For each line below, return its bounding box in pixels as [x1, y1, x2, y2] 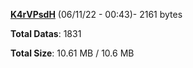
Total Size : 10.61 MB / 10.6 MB [10, 47, 135, 59]
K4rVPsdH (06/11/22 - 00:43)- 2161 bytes [10, 9, 183, 20]
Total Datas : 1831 [10, 28, 82, 39]
